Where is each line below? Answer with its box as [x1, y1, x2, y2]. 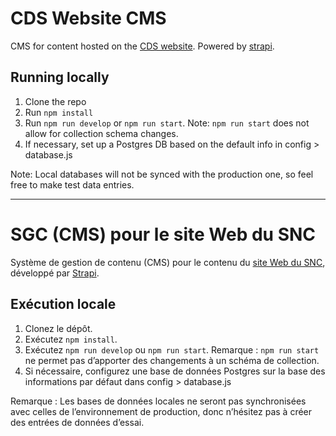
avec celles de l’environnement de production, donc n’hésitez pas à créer [10, 405, 313, 417]
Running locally [10, 69, 110, 86]
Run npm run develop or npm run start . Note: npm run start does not [24, 117, 310, 129]
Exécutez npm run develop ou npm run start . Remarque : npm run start [24, 343, 320, 356]
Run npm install [24, 106, 94, 118]
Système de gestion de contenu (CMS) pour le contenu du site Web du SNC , [10, 256, 326, 268]
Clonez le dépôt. [24, 322, 93, 334]
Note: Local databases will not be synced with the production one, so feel [10, 168, 314, 180]
